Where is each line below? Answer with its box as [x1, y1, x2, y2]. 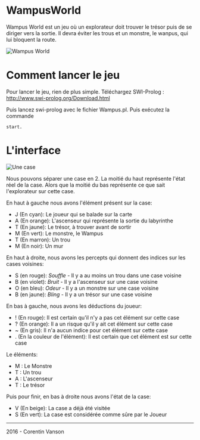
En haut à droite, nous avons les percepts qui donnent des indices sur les [6, 254, 186, 261]
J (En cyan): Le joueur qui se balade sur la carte [14, 210, 133, 218]
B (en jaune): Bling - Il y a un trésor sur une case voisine [14, 290, 152, 298]
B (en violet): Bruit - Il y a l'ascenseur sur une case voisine [14, 278, 158, 285]
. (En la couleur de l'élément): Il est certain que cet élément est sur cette [14, 333, 192, 340]
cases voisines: [6, 260, 44, 267]
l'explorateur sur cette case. [6, 187, 76, 194]
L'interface [6, 144, 61, 157]
